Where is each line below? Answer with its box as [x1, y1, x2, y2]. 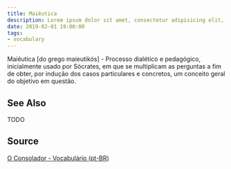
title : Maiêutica [7, 10, 57, 17]
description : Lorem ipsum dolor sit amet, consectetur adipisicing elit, [7, 17, 225, 24]
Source [7, 136, 39, 148]
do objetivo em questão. [7, 77, 77, 85]
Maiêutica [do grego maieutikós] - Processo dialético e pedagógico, [7, 55, 201, 63]
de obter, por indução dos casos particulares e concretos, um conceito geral [7, 70, 226, 78]
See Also [7, 97, 46, 109]
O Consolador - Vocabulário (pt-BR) [7, 154, 109, 162]
